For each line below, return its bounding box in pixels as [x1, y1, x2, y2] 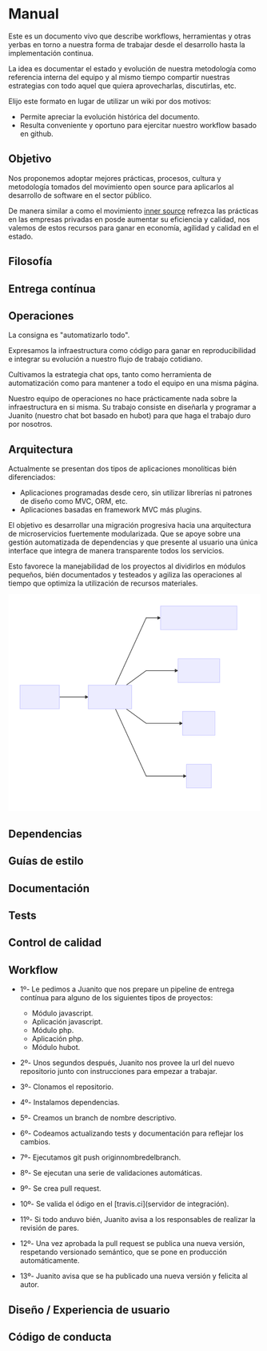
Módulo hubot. [31, 1043, 81, 1052]
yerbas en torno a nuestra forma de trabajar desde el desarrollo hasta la [8, 39, 245, 49]
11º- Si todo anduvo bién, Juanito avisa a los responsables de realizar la [19, 1215, 256, 1224]
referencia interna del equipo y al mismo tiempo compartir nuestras [8, 72, 230, 82]
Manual [8, 5, 60, 23]
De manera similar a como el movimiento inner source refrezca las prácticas [8, 206, 259, 215]
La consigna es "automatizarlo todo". [8, 330, 130, 340]
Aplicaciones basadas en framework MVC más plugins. [19, 505, 202, 515]
